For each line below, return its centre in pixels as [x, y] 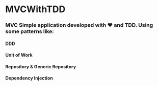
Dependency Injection [29, 78]
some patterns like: [30, 31]
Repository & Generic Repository [41, 66]
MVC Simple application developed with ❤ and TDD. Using [79, 25]
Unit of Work [19, 55]
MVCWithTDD [35, 9]
